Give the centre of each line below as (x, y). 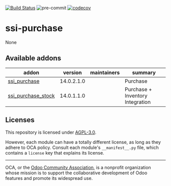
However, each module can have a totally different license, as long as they (83, 142)
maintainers (105, 72)
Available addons (33, 58)
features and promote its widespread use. (49, 178)
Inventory (136, 95)
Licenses (20, 120)
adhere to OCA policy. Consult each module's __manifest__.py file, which (82, 147)
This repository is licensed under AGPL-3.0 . (51, 132)
